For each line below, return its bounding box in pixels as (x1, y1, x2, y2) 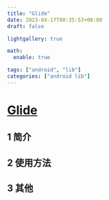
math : (7, 47, 23, 55)
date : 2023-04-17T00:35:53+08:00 (7, 16, 103, 23)
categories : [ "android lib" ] (7, 73, 90, 80)
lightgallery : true (7, 35, 63, 42)
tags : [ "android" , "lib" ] (7, 67, 81, 74)
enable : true (13, 54, 51, 61)
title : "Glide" (7, 10, 51, 17)
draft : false (7, 23, 45, 30)
